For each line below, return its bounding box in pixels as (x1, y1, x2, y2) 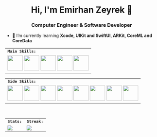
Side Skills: (7, 79, 36, 84)
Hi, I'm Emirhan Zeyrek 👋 (31, 4, 133, 16)
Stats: (7, 119, 22, 124)
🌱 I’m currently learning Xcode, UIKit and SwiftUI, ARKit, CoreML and (12, 33, 152, 38)
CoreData (12, 38, 32, 44)
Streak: (26, 119, 44, 124)
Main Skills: (7, 49, 36, 54)
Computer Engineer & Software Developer (31, 22, 132, 29)
